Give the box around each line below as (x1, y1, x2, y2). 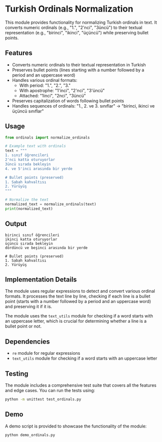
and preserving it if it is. (5, 304, 52, 310)
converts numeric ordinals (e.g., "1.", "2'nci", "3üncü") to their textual (5, 24, 143, 30)
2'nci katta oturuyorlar (5, 158, 55, 162)
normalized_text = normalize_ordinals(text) (5, 202, 97, 207)
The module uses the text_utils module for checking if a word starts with (5, 313, 154, 319)
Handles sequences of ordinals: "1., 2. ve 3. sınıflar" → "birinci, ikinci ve (12, 103, 155, 109)
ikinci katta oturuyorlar (5, 237, 57, 242)
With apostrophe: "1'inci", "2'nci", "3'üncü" (19, 87, 105, 93)
